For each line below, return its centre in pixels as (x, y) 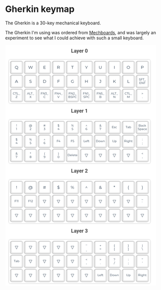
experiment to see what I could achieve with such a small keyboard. (75, 38)
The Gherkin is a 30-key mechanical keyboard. (53, 23)
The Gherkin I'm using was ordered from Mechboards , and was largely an (81, 32)
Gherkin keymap (40, 9)
